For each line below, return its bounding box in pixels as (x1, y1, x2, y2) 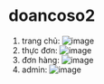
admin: (21, 64, 48, 75)
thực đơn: (21, 44, 58, 55)
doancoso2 (8, 5, 96, 26)
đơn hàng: (21, 54, 60, 65)
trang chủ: (21, 35, 61, 46)
